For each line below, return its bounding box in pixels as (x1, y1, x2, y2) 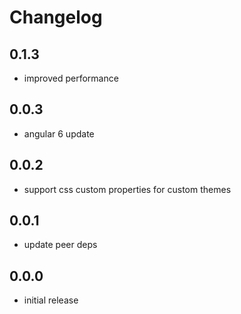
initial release (23, 294, 79, 306)
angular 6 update (23, 127, 95, 140)
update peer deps (23, 239, 98, 251)
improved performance (23, 72, 119, 84)
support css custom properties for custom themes (23, 183, 232, 195)
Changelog (9, 6, 103, 29)
